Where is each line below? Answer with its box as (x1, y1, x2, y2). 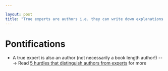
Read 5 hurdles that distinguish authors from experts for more (18, 60, 147, 66)
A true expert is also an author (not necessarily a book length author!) (12, 55, 157, 61)
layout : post (5, 12, 33, 17)
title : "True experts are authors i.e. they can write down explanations (5, 16, 164, 22)
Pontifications (5, 38, 66, 49)
